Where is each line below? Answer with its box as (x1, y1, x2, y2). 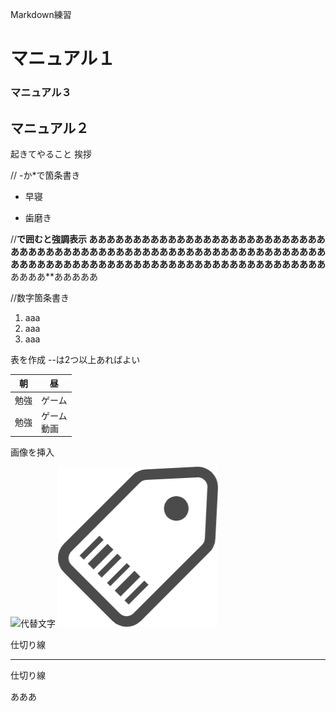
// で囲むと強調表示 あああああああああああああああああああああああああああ (10, 233, 326, 245)
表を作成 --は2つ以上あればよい (10, 353, 141, 365)
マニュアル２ (10, 119, 90, 137)
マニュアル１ (10, 48, 116, 70)
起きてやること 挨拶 (10, 148, 92, 160)
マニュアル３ (10, 86, 72, 100)
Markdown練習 (10, 9, 72, 20)
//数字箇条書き (10, 291, 70, 303)
